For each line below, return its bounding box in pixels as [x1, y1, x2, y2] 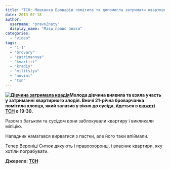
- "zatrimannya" [10, 54, 44, 60]
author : [5, 17, 22, 22]
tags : [5, 40, 17, 46]
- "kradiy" [10, 64, 33, 69]
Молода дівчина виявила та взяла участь [69, 92, 161, 98]
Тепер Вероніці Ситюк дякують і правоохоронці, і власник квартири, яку [5, 143, 163, 149]
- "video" [10, 36, 30, 41]
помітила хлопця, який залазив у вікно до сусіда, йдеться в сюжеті [5, 102, 155, 109]
